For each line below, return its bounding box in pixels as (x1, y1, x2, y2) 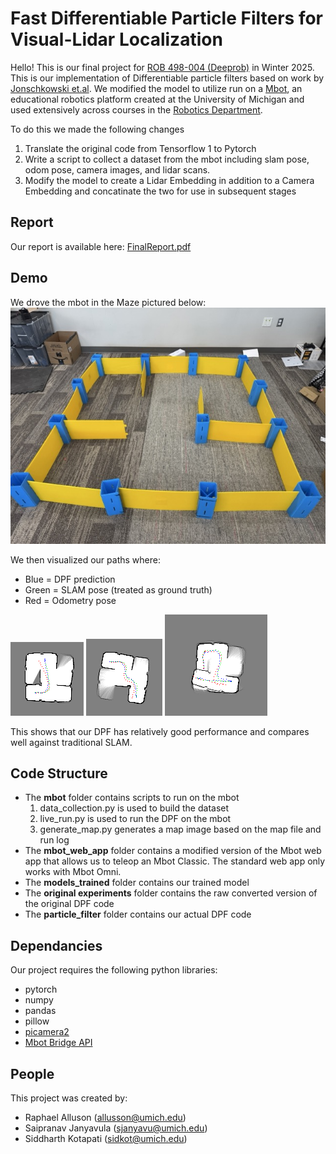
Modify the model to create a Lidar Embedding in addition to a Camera (24, 174, 315, 186)
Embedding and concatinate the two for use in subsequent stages (24, 185, 297, 197)
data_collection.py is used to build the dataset (39, 802, 230, 814)
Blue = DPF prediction (24, 573, 116, 585)
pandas (24, 1005, 57, 1017)
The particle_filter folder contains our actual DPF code (24, 908, 252, 921)
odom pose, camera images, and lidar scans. (24, 163, 211, 176)
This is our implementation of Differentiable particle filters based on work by (10, 72, 325, 84)
